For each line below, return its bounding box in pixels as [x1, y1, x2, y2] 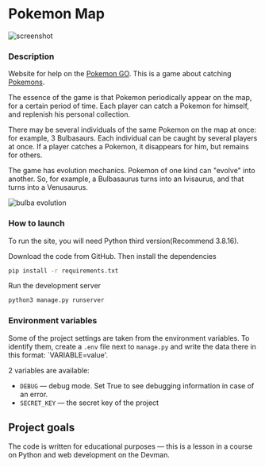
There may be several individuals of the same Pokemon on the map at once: [8, 125, 257, 135]
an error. [19, 389, 48, 399]
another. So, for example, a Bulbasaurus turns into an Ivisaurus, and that [8, 174, 244, 183]
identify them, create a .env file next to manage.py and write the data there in [8, 342, 256, 351]
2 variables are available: [8, 365, 90, 375]
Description [8, 51, 55, 62]
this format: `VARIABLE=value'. [8, 350, 109, 360]
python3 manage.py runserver [8, 296, 105, 304]
